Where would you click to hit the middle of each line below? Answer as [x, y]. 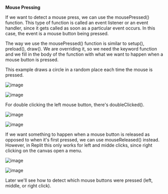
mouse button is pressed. [32, 60]
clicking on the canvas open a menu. [44, 151]
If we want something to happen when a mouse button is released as [78, 134]
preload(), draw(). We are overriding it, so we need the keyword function [81, 49]
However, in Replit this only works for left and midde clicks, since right [79, 145]
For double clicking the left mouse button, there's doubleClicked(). [75, 105]
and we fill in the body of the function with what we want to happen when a [84, 54]
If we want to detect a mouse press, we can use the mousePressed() [77, 17]
